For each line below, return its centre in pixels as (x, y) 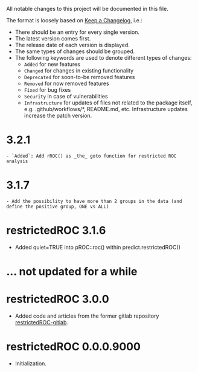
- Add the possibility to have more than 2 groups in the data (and (94, 201)
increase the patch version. (58, 115)
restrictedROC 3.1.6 (56, 230)
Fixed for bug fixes (47, 90)
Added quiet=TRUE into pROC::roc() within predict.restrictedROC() (98, 247)
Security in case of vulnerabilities (66, 96)
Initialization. (31, 363)
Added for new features (52, 64)
